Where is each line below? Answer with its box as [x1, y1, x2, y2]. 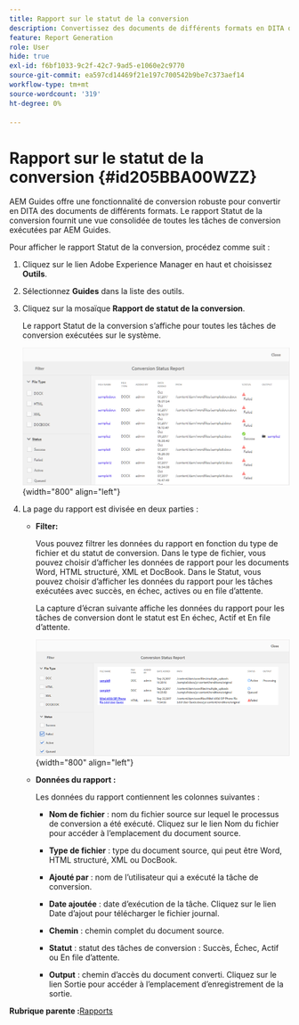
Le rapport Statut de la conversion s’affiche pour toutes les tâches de [21, 321, 277, 332]
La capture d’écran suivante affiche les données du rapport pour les [35, 603, 285, 613]
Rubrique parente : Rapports [9, 1005, 113, 1016]
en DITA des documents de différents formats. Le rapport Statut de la [9, 206, 263, 217]
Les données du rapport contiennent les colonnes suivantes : [35, 791, 260, 802]
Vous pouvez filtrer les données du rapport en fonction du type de [35, 537, 279, 548]
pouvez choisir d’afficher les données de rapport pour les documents [35, 557, 289, 568]
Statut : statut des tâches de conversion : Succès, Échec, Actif [48, 942, 279, 953]
